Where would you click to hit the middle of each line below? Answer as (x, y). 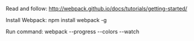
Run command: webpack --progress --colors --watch (73, 31)
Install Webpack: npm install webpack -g (56, 20)
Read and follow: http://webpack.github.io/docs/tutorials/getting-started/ (97, 9)
